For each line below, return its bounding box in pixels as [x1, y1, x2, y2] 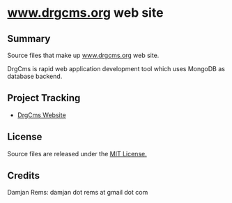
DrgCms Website [17, 110, 66, 119]
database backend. [7, 72, 63, 80]
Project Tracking [7, 92, 81, 104]
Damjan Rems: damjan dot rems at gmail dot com [7, 188, 148, 197]
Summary [7, 33, 51, 45]
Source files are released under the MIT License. [7, 149, 148, 158]
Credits [7, 170, 40, 182]
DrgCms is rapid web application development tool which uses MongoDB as [7, 65, 225, 73]
